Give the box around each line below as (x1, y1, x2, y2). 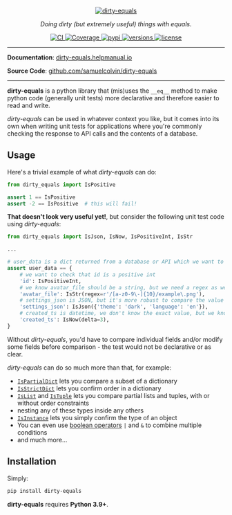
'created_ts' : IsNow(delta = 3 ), (19, 316, 110, 323)
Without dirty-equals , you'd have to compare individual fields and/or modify (7, 335, 223, 343)
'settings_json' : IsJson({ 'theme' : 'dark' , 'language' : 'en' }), (19, 303, 209, 311)
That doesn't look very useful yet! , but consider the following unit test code (7, 213, 224, 221)
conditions (17, 428, 48, 436)
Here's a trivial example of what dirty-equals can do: (7, 168, 157, 176)
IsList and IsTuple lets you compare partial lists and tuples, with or (17, 391, 210, 399)
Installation (7, 455, 57, 467)
